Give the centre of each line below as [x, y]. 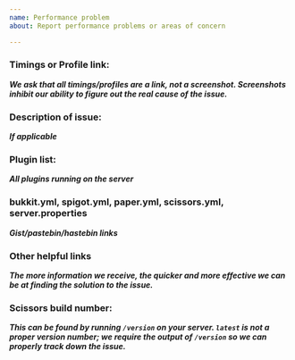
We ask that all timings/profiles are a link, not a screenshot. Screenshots [147, 84]
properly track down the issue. [68, 347]
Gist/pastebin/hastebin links [63, 232]
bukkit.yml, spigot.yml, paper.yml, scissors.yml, [117, 202]
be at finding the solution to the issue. [81, 285]
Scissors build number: [61, 307]
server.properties [48, 213]
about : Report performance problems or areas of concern [118, 26]
